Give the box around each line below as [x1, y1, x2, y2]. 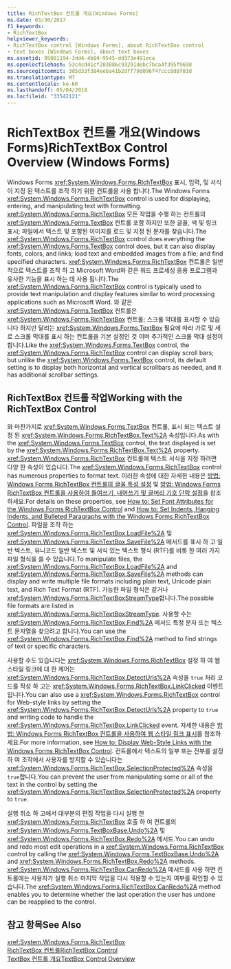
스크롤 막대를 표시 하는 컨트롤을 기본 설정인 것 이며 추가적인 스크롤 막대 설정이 [14, 332, 223, 340]
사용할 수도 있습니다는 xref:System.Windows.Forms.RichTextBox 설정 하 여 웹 [7, 656, 221, 664]
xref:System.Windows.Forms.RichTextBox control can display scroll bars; [7, 348, 214, 357]
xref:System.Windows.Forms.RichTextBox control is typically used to [7, 282, 201, 291]
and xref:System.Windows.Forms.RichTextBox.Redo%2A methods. [7, 857, 196, 865]
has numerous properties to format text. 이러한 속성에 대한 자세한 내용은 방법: [7, 471, 221, 480]
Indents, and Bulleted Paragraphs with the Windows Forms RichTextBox [7, 512, 210, 520]
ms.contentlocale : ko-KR [7, 80, 78, 87]
